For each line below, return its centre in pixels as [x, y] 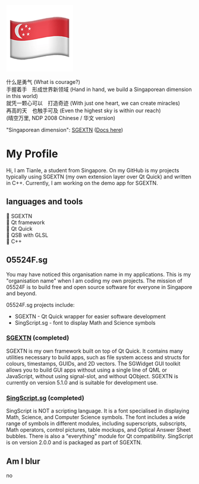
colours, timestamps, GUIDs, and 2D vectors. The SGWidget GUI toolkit [93, 363]
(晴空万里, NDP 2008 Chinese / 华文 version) [61, 118]
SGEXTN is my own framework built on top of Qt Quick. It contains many [94, 351]
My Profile [32, 154]
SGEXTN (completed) [38, 338]
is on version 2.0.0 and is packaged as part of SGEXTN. [74, 442]
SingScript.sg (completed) [45, 398]
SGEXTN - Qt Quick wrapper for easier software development [90, 316]
